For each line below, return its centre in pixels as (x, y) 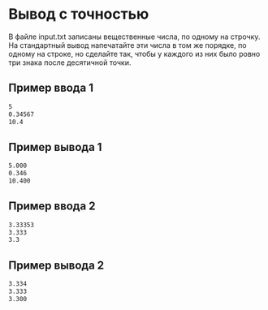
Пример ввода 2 (52, 207)
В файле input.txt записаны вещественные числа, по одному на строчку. (134, 37)
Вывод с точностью (79, 14)
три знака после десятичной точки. (70, 62)
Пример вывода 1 (55, 147)
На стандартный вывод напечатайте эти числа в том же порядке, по (128, 45)
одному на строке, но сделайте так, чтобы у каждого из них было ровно (134, 54)
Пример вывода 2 (56, 265)
